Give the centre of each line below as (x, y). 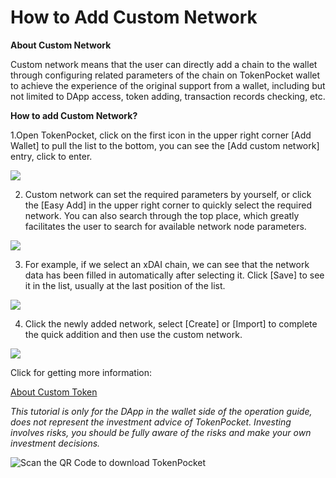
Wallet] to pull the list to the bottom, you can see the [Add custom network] (165, 145)
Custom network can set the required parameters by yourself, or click (168, 194)
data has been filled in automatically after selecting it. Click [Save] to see (174, 275)
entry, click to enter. (51, 156)
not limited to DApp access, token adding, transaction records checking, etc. (168, 96)
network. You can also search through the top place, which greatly (162, 215)
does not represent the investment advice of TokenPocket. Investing (151, 422)
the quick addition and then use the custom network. (133, 334)
